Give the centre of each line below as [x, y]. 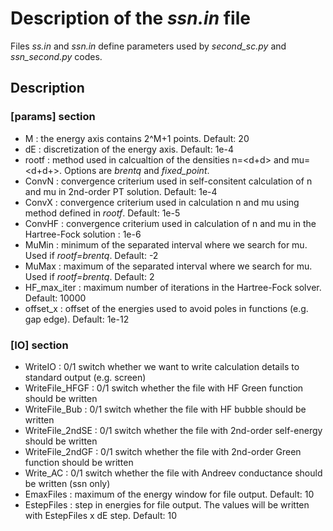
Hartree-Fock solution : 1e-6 [83, 234]
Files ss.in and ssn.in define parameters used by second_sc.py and [148, 46]
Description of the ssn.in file [130, 18]
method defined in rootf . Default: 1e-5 [102, 213]
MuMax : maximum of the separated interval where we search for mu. [168, 266]
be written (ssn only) [67, 483]
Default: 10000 [55, 298]
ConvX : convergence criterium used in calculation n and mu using [162, 202]
